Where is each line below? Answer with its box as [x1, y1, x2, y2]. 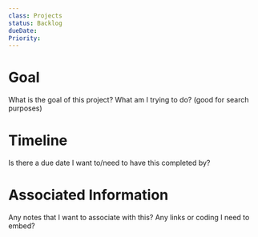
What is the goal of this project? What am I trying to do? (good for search [8, 95, 249, 105]
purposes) [8, 103, 42, 113]
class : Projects [8, 11, 62, 20]
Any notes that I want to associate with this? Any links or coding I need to [8, 213, 250, 223]
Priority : [8, 34, 42, 42]
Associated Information [8, 186, 169, 204]
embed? [8, 221, 35, 231]
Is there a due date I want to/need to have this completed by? [8, 158, 211, 168]
